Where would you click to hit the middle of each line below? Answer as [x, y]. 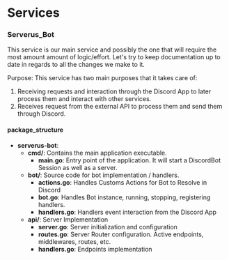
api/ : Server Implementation [68, 219]
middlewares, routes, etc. [74, 241]
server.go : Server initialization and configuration [108, 227]
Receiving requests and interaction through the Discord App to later [114, 91]
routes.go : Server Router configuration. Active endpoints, [121, 234]
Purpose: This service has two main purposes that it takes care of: [102, 78]
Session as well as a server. [78, 167]
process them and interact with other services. [84, 99]
